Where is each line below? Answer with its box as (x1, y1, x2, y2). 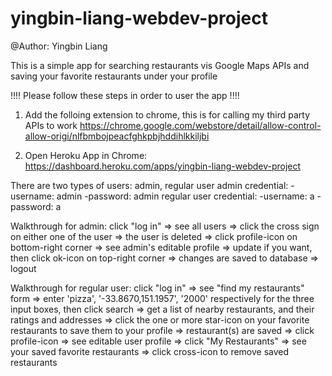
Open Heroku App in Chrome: (24, 149, 148, 161)
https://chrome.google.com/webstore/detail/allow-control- (79, 119, 322, 131)
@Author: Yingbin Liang (10, 40, 108, 52)
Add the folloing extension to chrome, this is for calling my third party (24, 108, 311, 121)
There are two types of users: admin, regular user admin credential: (10, 179, 289, 191)
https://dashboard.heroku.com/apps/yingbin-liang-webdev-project (24, 160, 302, 172)
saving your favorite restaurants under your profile (10, 70, 218, 82)
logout (10, 262, 37, 274)
